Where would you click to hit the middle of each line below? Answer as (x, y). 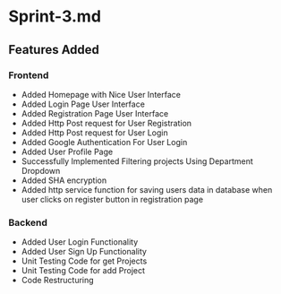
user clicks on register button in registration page (112, 199)
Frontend (29, 75)
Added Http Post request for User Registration (106, 123)
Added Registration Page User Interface (95, 113)
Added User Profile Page (67, 151)
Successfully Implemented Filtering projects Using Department (137, 161)
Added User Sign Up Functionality (84, 252)
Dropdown (41, 170)
